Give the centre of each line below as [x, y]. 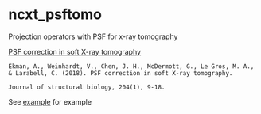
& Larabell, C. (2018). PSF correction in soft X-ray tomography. [121, 73]
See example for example [50, 101]
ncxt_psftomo [55, 15]
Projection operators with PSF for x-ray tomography [93, 36]
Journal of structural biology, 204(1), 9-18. [87, 87]
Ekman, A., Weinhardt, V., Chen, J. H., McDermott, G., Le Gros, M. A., [131, 66]
